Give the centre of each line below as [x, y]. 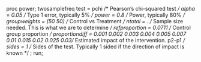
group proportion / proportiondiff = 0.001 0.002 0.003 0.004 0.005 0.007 [96, 34]
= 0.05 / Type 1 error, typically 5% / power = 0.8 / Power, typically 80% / [95, 15]
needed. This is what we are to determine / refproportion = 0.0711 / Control [98, 27]
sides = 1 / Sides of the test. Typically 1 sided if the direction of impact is [95, 46]
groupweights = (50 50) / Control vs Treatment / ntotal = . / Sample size [95, 21]
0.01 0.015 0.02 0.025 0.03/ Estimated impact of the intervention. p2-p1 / [96, 40]
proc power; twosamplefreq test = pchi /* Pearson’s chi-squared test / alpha [101, 9]
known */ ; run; [25, 53]
